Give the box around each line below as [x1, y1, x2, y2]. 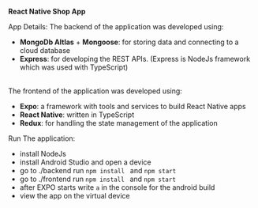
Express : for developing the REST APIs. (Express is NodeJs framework [19, 55, 251, 63]
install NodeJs [19, 149, 67, 158]
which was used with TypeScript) [19, 62, 129, 72]
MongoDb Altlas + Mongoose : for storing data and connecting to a [19, 37, 239, 47]
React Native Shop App [8, 7, 86, 16]
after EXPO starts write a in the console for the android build [19, 183, 215, 192]
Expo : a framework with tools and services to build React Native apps [19, 102, 246, 111]
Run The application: [8, 134, 76, 143]
